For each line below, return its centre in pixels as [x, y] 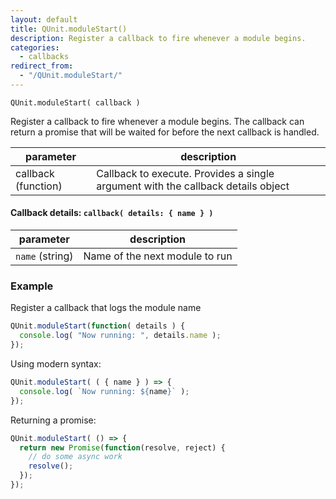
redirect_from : [42, 66]
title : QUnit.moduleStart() [69, 29]
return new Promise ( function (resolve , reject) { [122, 447]
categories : [35, 47]
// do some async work [75, 457]
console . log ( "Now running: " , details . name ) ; [120, 336]
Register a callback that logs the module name [106, 308]
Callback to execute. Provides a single [185, 173]
